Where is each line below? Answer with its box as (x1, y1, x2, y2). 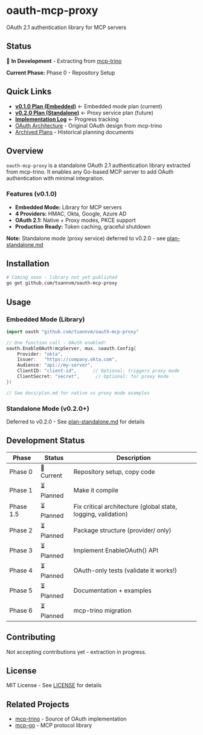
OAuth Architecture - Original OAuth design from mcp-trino (14, 122, 163, 129)
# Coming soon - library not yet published (6, 275, 118, 281)
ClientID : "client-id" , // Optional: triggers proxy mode (17, 368, 180, 374)
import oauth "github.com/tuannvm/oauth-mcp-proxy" (6, 328, 139, 335)
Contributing (6, 632, 56, 642)
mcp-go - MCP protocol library (14, 722, 92, 729)
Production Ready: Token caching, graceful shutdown (14, 223, 151, 230)
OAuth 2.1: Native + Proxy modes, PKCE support (14, 216, 136, 224)
